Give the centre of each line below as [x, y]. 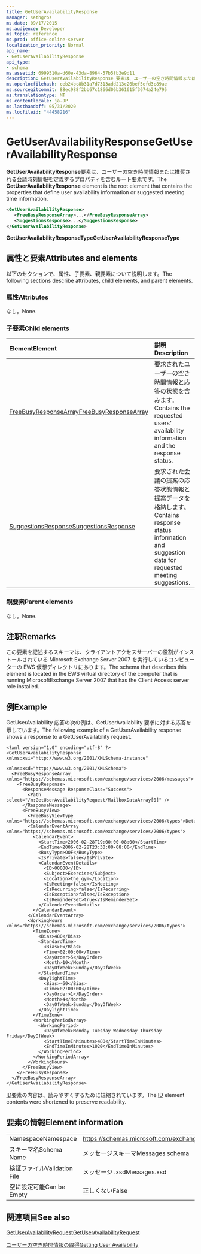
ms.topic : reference [32, 34]
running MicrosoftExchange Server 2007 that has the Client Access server [98, 680]
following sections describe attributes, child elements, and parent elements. [100, 280]
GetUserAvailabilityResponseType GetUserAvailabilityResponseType [93, 238]
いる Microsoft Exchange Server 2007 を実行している [103, 660]
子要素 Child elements [38, 328]
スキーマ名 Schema [36, 1149]
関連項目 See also [38, 1218]
